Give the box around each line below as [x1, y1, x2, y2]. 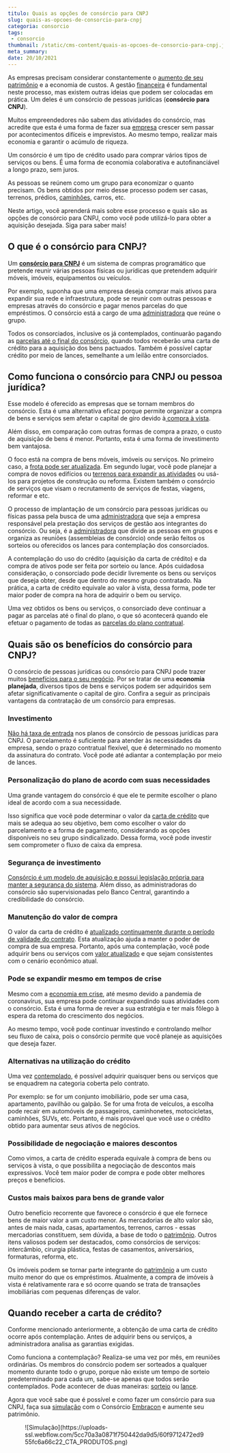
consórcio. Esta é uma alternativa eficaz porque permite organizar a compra [8, 407, 222, 415]
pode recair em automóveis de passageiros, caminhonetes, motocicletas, [8, 1107, 214, 1115]
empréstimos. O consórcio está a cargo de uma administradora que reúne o [8, 309, 221, 317]
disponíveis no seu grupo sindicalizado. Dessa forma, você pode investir [8, 833, 212, 842]
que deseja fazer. [8, 1039, 57, 1048]
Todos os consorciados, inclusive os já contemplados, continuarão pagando [8, 329, 222, 338]
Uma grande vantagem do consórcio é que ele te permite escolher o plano [8, 791, 218, 799]
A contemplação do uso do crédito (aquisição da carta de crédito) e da [8, 555, 207, 563]
